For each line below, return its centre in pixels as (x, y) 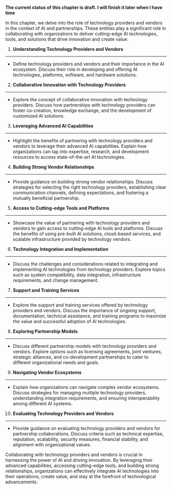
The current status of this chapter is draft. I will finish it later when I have (84, 7)
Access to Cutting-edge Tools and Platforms (61, 208)
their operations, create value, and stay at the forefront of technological (81, 476)
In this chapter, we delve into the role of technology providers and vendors (84, 23)
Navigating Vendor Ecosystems (47, 372)
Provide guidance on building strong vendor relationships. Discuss (83, 182)
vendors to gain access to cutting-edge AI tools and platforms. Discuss (88, 228)
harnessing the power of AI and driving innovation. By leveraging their (79, 460)
